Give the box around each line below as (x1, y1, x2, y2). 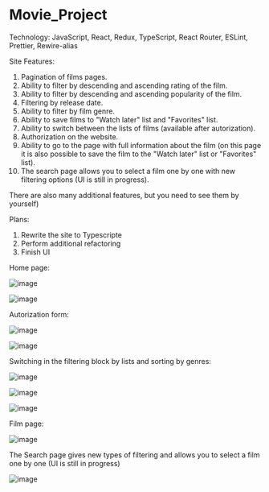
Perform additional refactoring (20, 238, 121, 248)
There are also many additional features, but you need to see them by (9, 190, 239, 200)
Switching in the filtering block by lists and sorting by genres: (9, 356, 212, 366)
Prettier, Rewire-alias (9, 40, 79, 50)
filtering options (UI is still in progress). (20, 175, 149, 184)
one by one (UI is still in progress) (9, 458, 120, 468)
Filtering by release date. (20, 97, 104, 107)
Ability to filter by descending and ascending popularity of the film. (20, 89, 243, 98)
